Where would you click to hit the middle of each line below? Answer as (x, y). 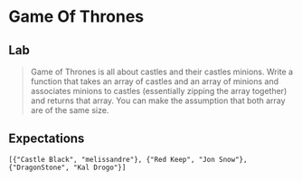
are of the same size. (70, 110)
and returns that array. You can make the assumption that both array (158, 100)
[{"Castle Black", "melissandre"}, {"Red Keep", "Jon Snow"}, (128, 159)
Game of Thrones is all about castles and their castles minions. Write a (162, 71)
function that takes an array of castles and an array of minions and (155, 81)
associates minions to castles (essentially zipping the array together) (159, 91)
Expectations (47, 139)
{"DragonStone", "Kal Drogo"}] (67, 167)
